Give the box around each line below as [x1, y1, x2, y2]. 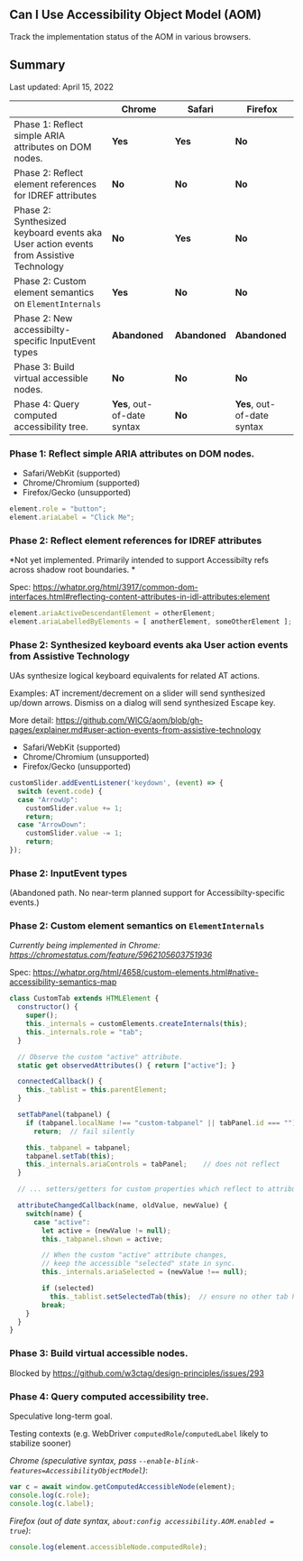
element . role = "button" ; [9, 504, 106, 513]
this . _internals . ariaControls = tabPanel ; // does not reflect [25, 1159, 280, 1169]
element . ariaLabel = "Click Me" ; [9, 513, 135, 522]
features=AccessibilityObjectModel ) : [9, 1464, 149, 1475]
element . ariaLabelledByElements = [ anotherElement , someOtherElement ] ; [9, 617, 293, 626]
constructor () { [17, 1002, 78, 1011]
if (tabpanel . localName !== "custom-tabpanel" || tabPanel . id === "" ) [25, 1118, 297, 1127]
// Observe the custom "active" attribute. [17, 1052, 183, 1061]
